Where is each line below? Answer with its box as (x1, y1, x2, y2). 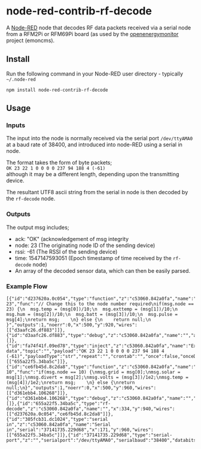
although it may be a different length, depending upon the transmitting (6, 171, 179, 178)
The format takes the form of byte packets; (6, 159, 112, 166)
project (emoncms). (6, 37, 55, 44)
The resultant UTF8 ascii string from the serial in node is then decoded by (6, 189, 188, 196)
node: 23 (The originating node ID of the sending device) (14, 242, 156, 249)
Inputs (6, 121, 26, 129)
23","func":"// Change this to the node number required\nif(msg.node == (6, 301, 194, 307)
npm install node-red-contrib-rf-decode (6, 87, 109, 93)
